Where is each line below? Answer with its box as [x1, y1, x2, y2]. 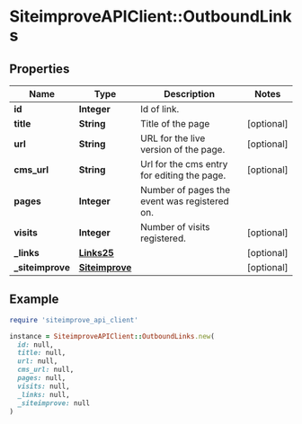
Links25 [78, 247, 114, 259]
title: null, [17, 349, 67, 358]
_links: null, [17, 390, 70, 399]
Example [9, 292, 59, 307]
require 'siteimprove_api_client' [9, 315, 139, 324]
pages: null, [17, 374, 67, 383]
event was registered [140, 195, 229, 208]
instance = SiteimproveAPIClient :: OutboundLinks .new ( [9, 331, 216, 340]
